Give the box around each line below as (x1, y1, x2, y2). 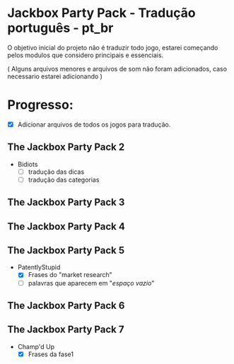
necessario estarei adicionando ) (7, 72, 103, 81)
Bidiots (17, 160, 38, 168)
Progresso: (7, 97, 74, 113)
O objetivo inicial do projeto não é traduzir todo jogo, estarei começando (7, 43, 218, 52)
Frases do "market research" (28, 271, 113, 279)
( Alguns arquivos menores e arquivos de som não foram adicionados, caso (7, 64, 228, 73)
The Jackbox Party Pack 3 (7, 196, 125, 209)
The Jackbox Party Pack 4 (7, 221, 125, 233)
